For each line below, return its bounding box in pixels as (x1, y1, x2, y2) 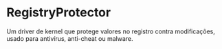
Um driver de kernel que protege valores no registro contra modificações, (6, 27, 216, 35)
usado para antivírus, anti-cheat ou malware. (6, 34, 133, 42)
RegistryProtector (6, 5, 111, 20)
